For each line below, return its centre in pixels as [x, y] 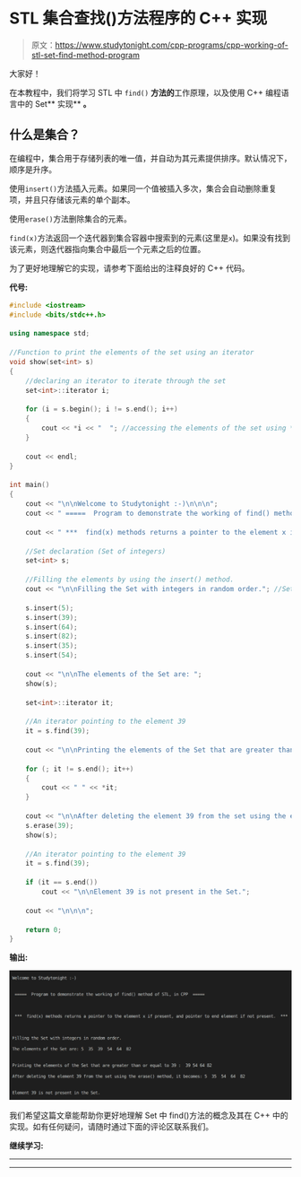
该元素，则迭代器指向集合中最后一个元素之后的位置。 [107, 248]
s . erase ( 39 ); [50, 825]
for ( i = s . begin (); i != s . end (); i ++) [102, 409]
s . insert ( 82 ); [52, 636]
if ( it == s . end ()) [62, 883]
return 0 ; [44, 929]
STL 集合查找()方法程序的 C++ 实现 [138, 18]
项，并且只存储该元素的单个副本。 [72, 199]
